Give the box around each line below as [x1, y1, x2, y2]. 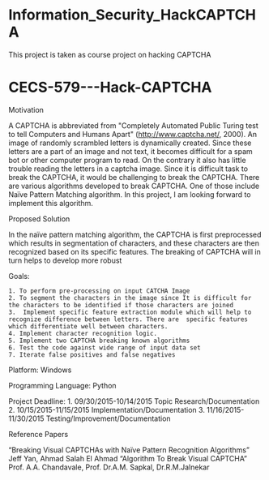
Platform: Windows [8, 365, 72, 375]
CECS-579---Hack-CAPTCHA [8, 79, 212, 96]
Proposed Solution [8, 213, 70, 224]
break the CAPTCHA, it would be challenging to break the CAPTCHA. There [8, 172, 260, 182]
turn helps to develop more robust [8, 255, 122, 265]
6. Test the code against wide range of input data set [8, 343, 201, 352]
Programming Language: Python [8, 380, 117, 390]
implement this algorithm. [8, 198, 93, 208]
